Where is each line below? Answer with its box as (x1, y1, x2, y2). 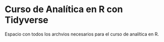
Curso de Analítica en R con (5, 4, 123, 15)
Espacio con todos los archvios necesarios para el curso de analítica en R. (5, 31, 159, 37)
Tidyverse (5, 14, 48, 26)
